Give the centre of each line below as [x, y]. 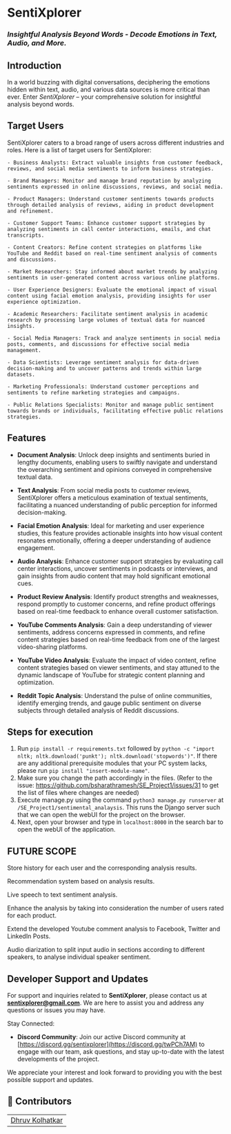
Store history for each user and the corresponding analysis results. [102, 868]
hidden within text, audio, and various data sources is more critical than [109, 89]
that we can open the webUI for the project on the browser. [101, 815]
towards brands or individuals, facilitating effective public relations [115, 411]
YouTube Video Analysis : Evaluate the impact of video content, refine [117, 660]
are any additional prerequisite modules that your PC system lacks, [112, 763]
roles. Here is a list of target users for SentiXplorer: [79, 149]
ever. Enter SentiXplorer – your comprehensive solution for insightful [104, 97]
